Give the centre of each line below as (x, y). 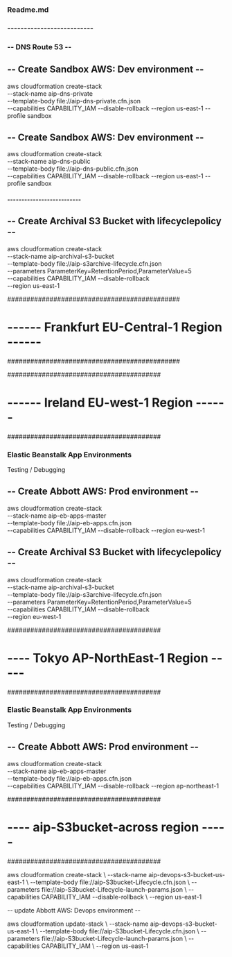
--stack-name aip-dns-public (49, 162)
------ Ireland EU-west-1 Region (100, 402)
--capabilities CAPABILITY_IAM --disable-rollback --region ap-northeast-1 (113, 786)
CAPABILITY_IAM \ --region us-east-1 (95, 946)
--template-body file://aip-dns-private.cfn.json (74, 101)
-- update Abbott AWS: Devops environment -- (74, 910)
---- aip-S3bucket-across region (103, 827)
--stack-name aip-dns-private (50, 93)
